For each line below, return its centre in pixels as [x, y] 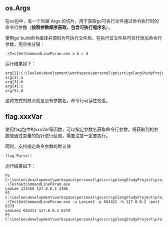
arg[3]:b [14, 82]
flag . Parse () [19, 156]
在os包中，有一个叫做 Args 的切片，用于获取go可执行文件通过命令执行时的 [82, 21]
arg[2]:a [14, 77]
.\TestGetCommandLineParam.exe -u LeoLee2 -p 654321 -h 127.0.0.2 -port [82, 202]
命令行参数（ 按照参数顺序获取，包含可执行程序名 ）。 [59, 27]
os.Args [18, 8]
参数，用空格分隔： [25, 44]
